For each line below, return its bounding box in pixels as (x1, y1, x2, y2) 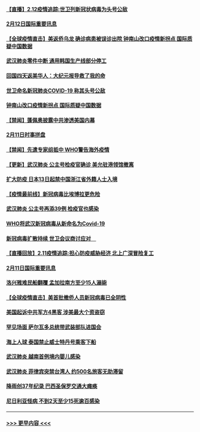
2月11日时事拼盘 (6, 131, 46, 139)
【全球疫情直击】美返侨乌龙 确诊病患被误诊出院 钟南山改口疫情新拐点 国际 (6, 35, 187, 42)
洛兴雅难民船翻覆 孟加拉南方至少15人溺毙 (6, 279, 107, 286)
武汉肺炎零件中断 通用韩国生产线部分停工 (6, 57, 107, 65)
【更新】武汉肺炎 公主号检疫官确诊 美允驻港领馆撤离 (6, 161, 134, 168)
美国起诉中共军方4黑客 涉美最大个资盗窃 (6, 308, 105, 316)
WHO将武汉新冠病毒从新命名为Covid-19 (6, 220, 105, 227)
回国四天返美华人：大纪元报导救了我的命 (6, 72, 105, 79)
